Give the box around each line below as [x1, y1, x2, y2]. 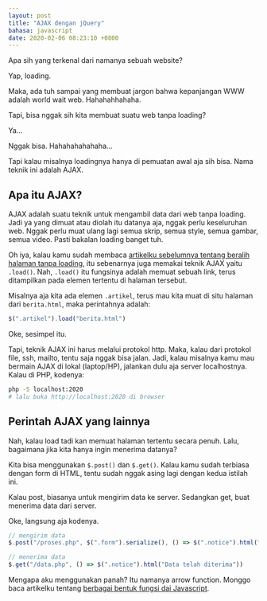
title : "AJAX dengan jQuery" [8, 19, 105, 27]
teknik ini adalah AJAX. [8, 165, 83, 175]
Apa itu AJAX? [8, 188, 83, 201]
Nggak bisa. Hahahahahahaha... [8, 141, 113, 151]
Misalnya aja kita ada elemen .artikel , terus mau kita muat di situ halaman [8, 291, 253, 301]
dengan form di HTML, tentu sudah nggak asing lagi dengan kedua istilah [8, 468, 249, 478]
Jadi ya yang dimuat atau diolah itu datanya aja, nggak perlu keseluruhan [8, 218, 248, 228]
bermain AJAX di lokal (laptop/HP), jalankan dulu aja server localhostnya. [8, 361, 248, 371]
